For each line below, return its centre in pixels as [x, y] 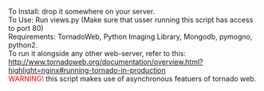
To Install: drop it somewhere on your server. [82, 11]
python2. [23, 45]
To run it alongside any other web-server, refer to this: [97, 53]
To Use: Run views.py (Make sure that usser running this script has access [131, 20]
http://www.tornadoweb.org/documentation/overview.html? [106, 62]
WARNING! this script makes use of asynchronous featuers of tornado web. [132, 79]
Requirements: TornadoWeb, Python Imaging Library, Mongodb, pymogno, [130, 36]
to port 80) [26, 28]
